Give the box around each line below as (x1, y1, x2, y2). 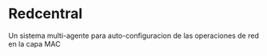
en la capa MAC (8, 39, 62, 48)
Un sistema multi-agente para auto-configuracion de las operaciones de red (8, 31, 260, 40)
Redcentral (8, 5, 83, 23)
